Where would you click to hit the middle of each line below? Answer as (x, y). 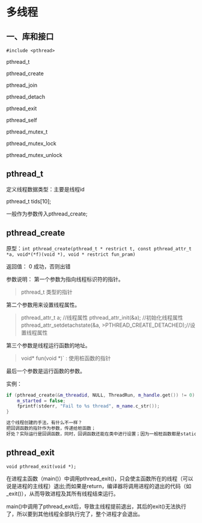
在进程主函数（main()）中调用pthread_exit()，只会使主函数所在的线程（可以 (100, 478)
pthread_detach (26, 97)
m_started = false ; (41, 401)
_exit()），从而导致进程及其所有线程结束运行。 (63, 494)
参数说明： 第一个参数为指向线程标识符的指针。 (65, 279)
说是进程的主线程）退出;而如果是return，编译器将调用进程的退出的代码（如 (99, 486)
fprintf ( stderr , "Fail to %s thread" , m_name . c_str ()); (89, 406)
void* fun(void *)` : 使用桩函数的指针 (66, 358)
